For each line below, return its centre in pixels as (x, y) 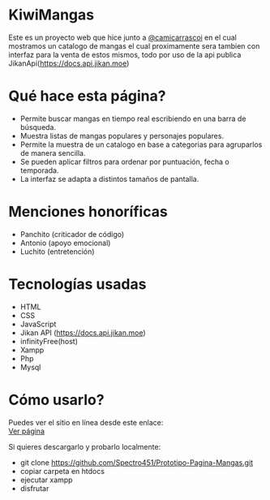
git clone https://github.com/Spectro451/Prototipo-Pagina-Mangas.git (137, 462)
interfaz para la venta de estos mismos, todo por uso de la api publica (125, 54)
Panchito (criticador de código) (72, 234)
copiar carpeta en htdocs (62, 471)
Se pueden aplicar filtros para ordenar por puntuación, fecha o (124, 162)
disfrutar (34, 488)
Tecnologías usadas (77, 284)
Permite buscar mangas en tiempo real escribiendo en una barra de (133, 119)
